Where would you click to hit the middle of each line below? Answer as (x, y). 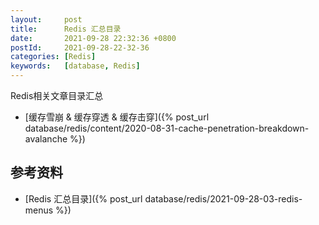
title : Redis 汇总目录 (66, 29)
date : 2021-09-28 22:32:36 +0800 (93, 38)
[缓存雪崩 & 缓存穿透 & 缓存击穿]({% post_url (117, 117)
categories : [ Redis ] (53, 57)
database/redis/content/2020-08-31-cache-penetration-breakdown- (167, 128)
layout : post (46, 19)
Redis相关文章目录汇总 (57, 95)
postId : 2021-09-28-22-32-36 (80, 47)
